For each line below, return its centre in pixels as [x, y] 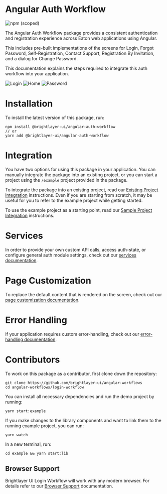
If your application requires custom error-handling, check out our [72, 334]
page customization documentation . [42, 300]
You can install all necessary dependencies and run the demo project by [80, 396]
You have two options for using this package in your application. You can [80, 169]
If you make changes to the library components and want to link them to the [83, 420]
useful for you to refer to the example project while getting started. [74, 200]
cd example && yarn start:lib [37, 453]
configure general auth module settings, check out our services [71, 255]
